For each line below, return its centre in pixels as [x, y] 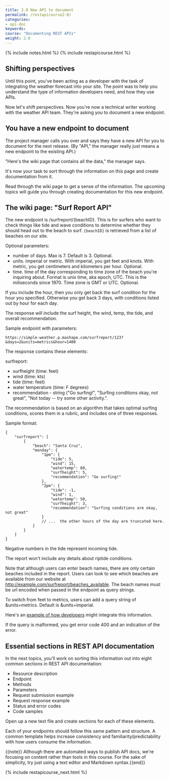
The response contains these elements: [46, 351]
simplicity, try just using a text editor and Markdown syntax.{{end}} [75, 763]
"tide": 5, [62, 459]
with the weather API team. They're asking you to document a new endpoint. [85, 112]
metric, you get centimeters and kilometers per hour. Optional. [78, 267]
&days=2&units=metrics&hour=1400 [41, 342]
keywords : [16, 29]
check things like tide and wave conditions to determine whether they [78, 225]
